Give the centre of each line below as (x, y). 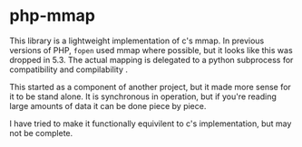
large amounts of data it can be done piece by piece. (108, 106)
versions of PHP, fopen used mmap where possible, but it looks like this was (151, 50)
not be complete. (41, 133)
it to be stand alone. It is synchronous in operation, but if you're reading (143, 96)
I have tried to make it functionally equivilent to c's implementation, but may (151, 124)
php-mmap (52, 16)
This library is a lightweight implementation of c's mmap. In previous (137, 41)
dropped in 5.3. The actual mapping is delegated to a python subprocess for (151, 60)
